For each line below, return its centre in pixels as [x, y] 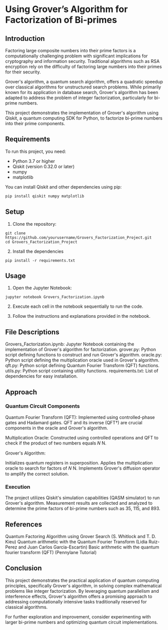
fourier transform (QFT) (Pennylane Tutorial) [51, 552]
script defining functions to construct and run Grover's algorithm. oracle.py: [84, 355]
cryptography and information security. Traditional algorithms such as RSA [82, 61]
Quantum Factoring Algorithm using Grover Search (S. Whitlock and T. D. [81, 536]
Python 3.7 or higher [34, 161]
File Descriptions [32, 332]
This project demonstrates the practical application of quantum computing [82, 580]
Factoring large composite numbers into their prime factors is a [70, 51]
